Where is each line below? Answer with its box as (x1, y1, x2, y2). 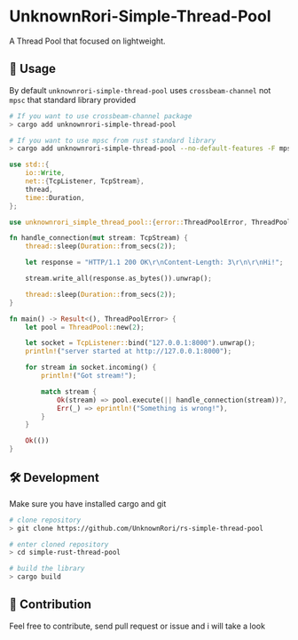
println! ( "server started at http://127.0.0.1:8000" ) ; (25, 347, 232, 356)
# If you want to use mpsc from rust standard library (9, 136, 216, 145)
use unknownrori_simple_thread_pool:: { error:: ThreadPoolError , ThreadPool (9, 218, 292, 227)
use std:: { (9, 160, 50, 170)
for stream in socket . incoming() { (25, 363, 157, 372)
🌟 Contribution (9, 597, 91, 612)
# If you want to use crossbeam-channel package (9, 111, 192, 121)
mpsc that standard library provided (9, 94, 137, 105)
